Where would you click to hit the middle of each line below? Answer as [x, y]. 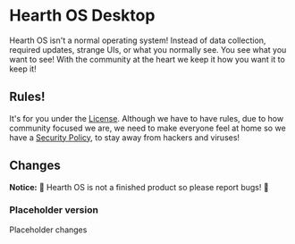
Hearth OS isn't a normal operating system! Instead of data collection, [138, 40]
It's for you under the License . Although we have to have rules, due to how [147, 118]
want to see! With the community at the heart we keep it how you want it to [147, 59]
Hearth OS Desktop [82, 16]
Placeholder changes [48, 230]
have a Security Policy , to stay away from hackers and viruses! [124, 137]
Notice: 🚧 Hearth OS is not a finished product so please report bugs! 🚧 [139, 187]
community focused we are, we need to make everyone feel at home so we [147, 128]
